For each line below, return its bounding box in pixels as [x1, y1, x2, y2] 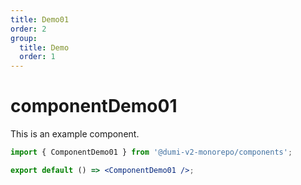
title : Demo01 [10, 14, 70, 25]
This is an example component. [10, 128, 140, 140]
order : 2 [10, 24, 47, 34]
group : [10, 33, 38, 43]
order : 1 [19, 52, 56, 62]
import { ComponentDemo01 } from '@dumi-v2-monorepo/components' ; [10, 147, 293, 158]
